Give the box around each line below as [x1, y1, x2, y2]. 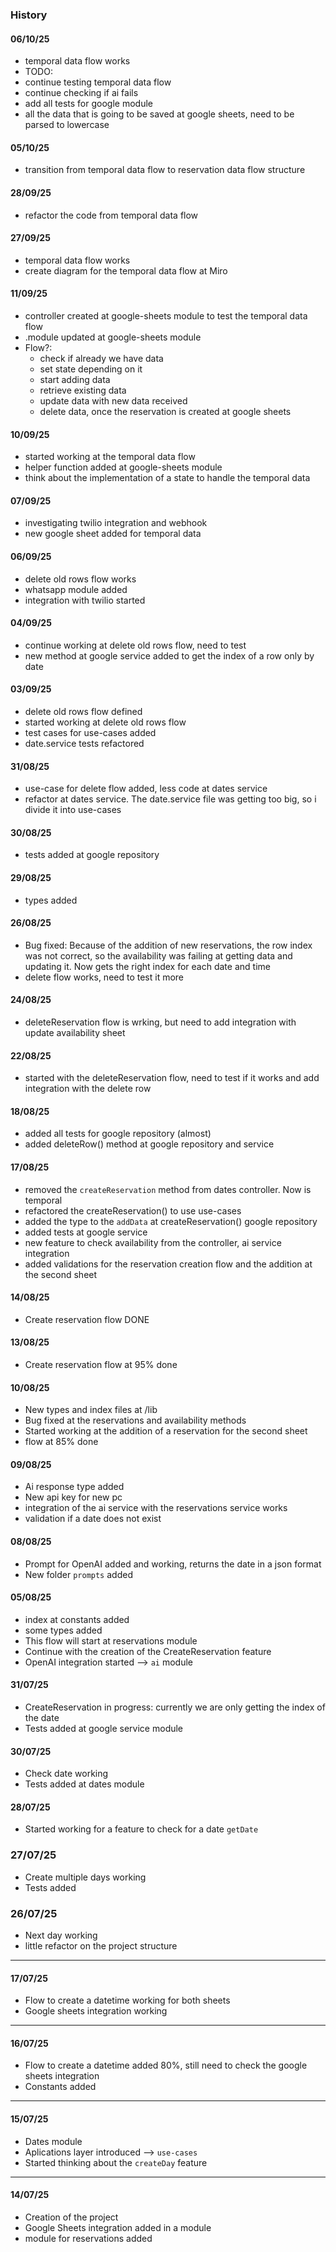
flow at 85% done [24, 1436, 99, 1448]
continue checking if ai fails [24, 87, 139, 99]
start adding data [39, 373, 111, 385]
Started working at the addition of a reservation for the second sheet [24, 1425, 308, 1437]
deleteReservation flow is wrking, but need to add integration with [24, 1016, 297, 1028]
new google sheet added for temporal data [24, 528, 202, 540]
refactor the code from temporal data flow [24, 209, 199, 221]
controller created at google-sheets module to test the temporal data [24, 309, 308, 322]
